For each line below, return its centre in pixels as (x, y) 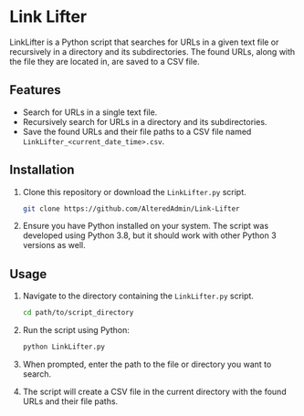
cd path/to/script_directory (78, 313)
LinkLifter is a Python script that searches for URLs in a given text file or (144, 42)
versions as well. (54, 245)
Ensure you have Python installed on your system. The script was (146, 226)
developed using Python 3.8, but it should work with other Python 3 (149, 235)
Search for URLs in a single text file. (90, 112)
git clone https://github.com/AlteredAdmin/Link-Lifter (131, 208)
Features (35, 90)
